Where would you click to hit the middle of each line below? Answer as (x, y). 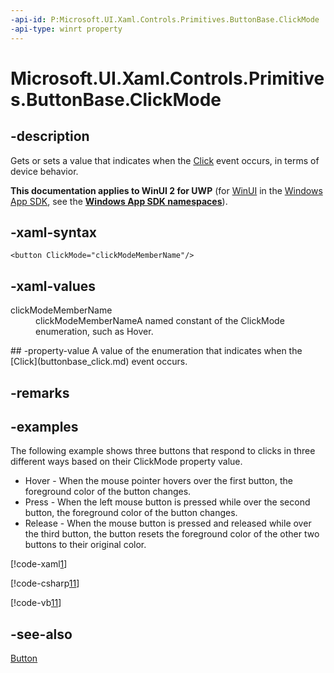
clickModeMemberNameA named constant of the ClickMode (160, 321)
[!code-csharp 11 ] (45, 583)
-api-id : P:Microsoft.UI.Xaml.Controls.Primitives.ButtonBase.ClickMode (165, 19)
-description (50, 136)
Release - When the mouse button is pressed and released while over (168, 523)
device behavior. (44, 171)
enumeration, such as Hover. (94, 332)
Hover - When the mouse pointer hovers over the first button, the (159, 481)
